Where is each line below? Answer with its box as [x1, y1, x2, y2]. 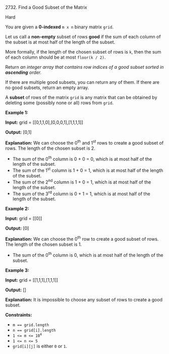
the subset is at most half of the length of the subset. [5, 39, 116, 45]
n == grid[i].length [12, 328, 56, 333]
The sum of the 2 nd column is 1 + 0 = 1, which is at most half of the [12, 178, 151, 185]
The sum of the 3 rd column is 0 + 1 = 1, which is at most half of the [12, 190, 150, 197]
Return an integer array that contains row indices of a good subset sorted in [5, 64, 164, 70]
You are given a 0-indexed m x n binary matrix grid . [5, 24, 114, 30]
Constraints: [5, 312, 32, 318]
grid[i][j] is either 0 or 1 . [12, 343, 67, 349]
